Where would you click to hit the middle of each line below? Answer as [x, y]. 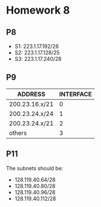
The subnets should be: [35, 168]
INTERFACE [75, 94]
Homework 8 [38, 10]
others [18, 132]
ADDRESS [31, 94]
